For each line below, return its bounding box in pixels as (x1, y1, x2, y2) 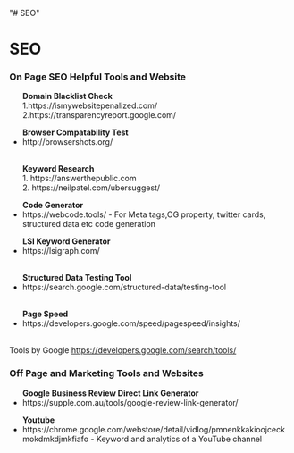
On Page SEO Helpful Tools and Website (9, 71, 186, 83)
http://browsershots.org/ (21, 137, 113, 147)
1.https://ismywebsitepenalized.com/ (21, 100, 158, 111)
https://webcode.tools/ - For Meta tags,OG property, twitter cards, (21, 209, 266, 220)
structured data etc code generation (21, 219, 156, 230)
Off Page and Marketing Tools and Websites (9, 367, 204, 380)
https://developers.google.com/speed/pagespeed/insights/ (21, 318, 241, 329)
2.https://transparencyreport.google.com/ (21, 110, 177, 121)
